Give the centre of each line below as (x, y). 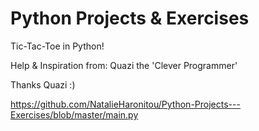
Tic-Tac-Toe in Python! (57, 46)
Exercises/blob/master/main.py (74, 114)
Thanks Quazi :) (43, 84)
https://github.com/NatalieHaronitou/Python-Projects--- (125, 104)
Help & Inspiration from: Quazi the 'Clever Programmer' (124, 65)
